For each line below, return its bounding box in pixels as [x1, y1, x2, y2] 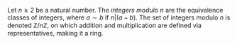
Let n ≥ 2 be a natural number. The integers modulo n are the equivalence [7, 6, 224, 14]
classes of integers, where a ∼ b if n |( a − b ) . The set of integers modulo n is [7, 13, 231, 22]
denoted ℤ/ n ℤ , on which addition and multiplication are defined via [7, 21, 202, 29]
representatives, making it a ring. [7, 29, 104, 37]
